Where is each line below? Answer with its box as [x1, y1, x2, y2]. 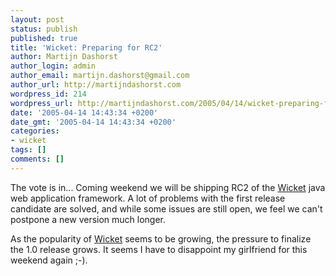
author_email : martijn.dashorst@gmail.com [10, 71, 190, 81]
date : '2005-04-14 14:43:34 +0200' [10, 107, 159, 118]
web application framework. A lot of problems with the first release [10, 192, 286, 204]
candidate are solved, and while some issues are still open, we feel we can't [10, 202, 323, 215]
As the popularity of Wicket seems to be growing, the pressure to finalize [10, 232, 312, 245]
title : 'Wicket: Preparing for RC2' [10, 42, 163, 53]
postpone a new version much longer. [10, 213, 167, 225]
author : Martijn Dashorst [10, 52, 118, 62]
